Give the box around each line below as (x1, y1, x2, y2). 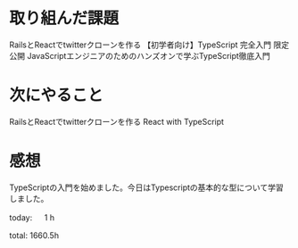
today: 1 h (9, 211, 55, 223)
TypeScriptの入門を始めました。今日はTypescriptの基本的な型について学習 (9, 182, 284, 193)
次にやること (9, 86, 104, 105)
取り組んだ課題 (9, 8, 120, 29)
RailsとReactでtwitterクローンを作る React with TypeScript (9, 116, 225, 127)
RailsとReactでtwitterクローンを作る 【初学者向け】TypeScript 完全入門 (9, 39, 272, 50)
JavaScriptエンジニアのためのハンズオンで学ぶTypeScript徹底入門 (26, 50, 270, 61)
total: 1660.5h (9, 229, 60, 241)
